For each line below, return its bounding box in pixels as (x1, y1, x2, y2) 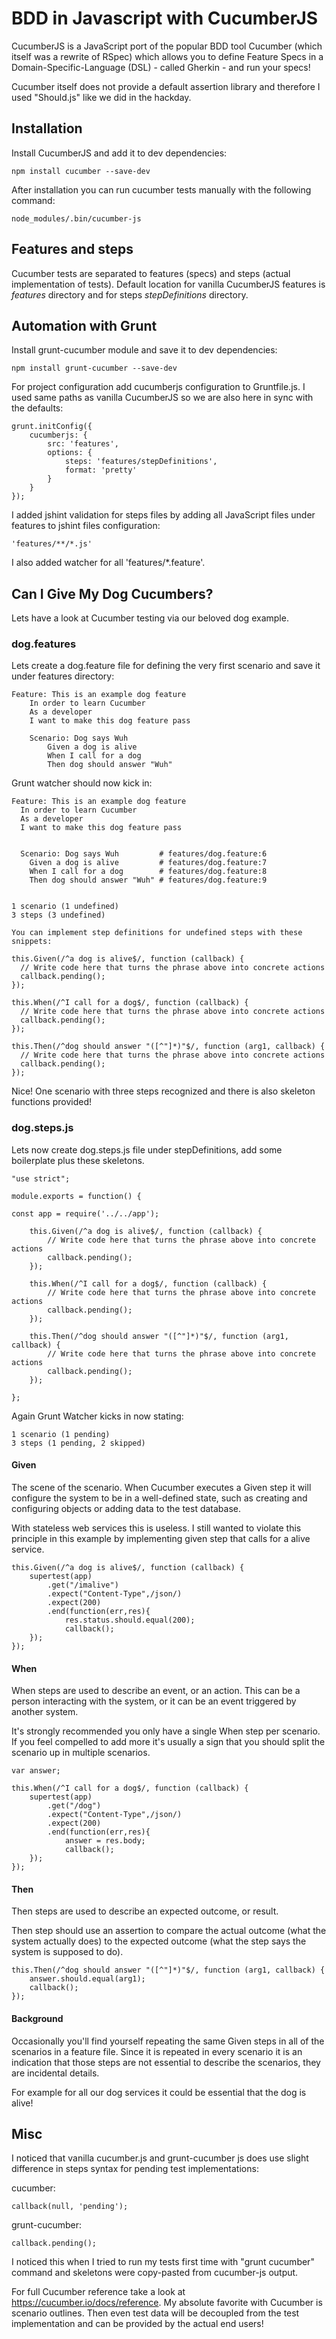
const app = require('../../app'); (11, 1208, 160, 1219)
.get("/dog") (47, 1801, 102, 1811)
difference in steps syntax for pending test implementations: (11, 2163, 259, 2175)
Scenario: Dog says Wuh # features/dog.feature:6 (20, 849, 268, 859)
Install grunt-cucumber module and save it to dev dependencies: (11, 344, 278, 356)
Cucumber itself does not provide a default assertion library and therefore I (11, 80, 321, 92)
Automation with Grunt (11, 317, 158, 334)
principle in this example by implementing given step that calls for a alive (11, 1532, 311, 1544)
